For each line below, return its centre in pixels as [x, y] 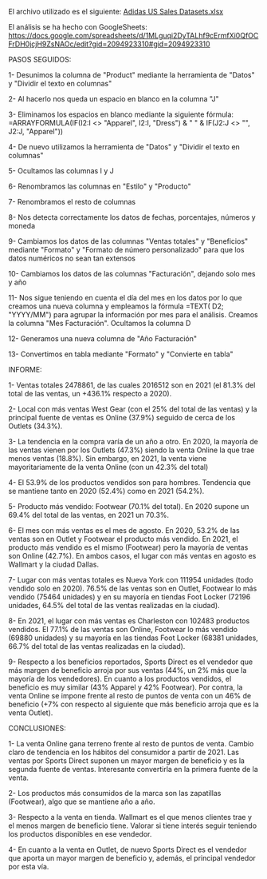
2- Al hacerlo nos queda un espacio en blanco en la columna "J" [114, 99]
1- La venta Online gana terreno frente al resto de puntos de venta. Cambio [131, 744]
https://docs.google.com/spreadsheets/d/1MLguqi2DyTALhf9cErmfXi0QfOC [133, 36]
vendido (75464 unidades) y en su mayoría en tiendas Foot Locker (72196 [130, 597]
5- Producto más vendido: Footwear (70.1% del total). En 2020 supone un [129, 506]
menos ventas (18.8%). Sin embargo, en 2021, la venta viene [108, 458]
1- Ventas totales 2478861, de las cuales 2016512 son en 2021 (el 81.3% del [132, 385]
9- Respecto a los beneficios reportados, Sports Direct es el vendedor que [131, 662]
